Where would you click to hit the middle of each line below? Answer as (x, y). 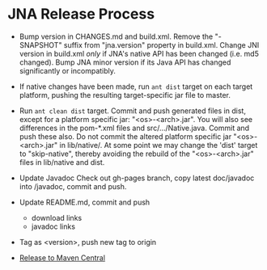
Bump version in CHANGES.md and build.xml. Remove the (116, 36)
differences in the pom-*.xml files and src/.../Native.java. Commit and (134, 128)
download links (57, 217)
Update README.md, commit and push (85, 202)
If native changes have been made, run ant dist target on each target (136, 86)
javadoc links (53, 226)
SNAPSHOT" (40, 44)
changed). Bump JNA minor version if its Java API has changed (125, 62)
